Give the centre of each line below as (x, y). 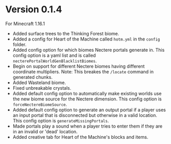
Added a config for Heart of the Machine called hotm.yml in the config (86, 39)
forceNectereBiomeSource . (40, 104)
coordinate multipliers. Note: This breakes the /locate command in (83, 71)
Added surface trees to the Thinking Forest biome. (66, 33)
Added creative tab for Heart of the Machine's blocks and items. (80, 137)
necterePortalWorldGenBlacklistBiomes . (55, 60)
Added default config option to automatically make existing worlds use (87, 93)
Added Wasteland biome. (39, 83)
